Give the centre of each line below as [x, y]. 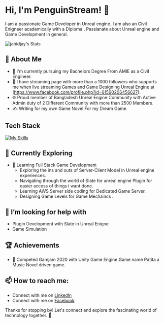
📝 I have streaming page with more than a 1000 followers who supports [84, 81]
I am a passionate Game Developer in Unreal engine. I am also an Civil [76, 24]
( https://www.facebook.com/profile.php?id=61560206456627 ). [77, 92]
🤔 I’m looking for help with [46, 212]
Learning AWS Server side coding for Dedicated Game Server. [83, 191]
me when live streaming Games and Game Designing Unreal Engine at [83, 87]
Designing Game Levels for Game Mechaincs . [66, 196]
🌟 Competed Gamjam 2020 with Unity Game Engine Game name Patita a [86, 259]
